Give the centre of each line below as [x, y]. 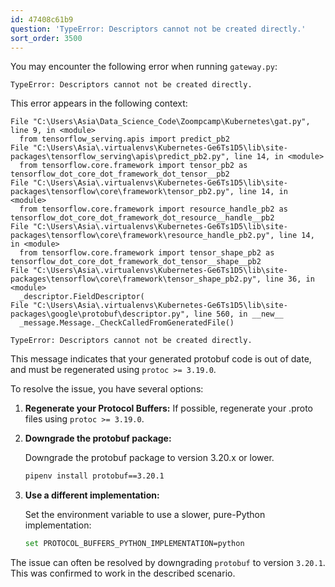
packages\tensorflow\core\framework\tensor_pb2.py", [122, 192]
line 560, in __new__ [238, 314]
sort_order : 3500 [46, 38]
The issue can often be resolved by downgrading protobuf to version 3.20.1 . [168, 563]
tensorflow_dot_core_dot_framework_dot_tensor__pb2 [120, 174]
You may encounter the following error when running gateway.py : [144, 67]
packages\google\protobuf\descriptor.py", [100, 314]
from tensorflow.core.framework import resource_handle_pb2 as [153, 209]
